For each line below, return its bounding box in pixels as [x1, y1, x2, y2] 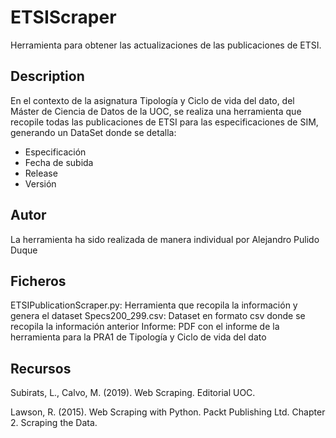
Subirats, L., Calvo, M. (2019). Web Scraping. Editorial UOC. [10, 387, 256, 399]
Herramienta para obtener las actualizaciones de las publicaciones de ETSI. [10, 39, 322, 51]
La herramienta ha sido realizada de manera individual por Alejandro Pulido [10, 233, 320, 245]
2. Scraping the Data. [10, 417, 98, 429]
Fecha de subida [24, 156, 94, 168]
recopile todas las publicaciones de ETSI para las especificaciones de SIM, [10, 116, 319, 128]
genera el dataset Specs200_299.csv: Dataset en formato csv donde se [10, 310, 306, 322]
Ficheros [10, 272, 67, 290]
